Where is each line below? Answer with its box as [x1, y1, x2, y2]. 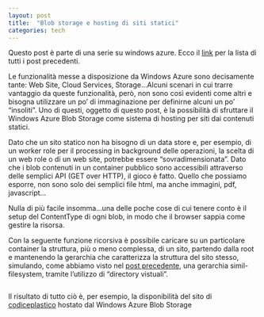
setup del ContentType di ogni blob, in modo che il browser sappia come [8, 212, 246, 222]
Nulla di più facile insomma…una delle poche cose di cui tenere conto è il [8, 204, 247, 213]
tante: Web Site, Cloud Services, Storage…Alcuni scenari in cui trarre [8, 80, 234, 90]
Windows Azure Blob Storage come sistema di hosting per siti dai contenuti [8, 114, 254, 124]
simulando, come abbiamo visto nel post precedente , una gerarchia [8, 261, 228, 270]
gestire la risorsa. [8, 220, 65, 230]
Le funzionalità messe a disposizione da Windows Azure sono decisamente [8, 72, 254, 82]
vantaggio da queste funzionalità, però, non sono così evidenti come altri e [8, 89, 252, 98]
